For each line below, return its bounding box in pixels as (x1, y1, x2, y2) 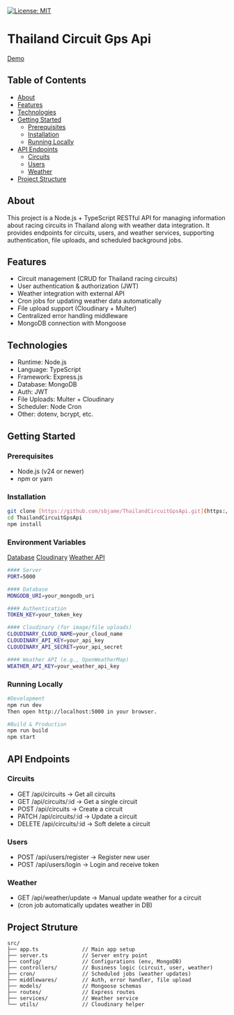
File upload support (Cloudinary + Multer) (17, 304, 137, 312)
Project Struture (7, 921, 79, 933)
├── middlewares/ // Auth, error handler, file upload (7, 977, 192, 984)
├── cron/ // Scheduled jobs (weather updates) (7, 970, 192, 978)
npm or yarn (17, 474, 53, 482)
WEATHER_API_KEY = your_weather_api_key (7, 663, 120, 670)
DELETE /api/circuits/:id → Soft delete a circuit (17, 819, 151, 828)
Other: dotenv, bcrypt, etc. (17, 410, 94, 419)
